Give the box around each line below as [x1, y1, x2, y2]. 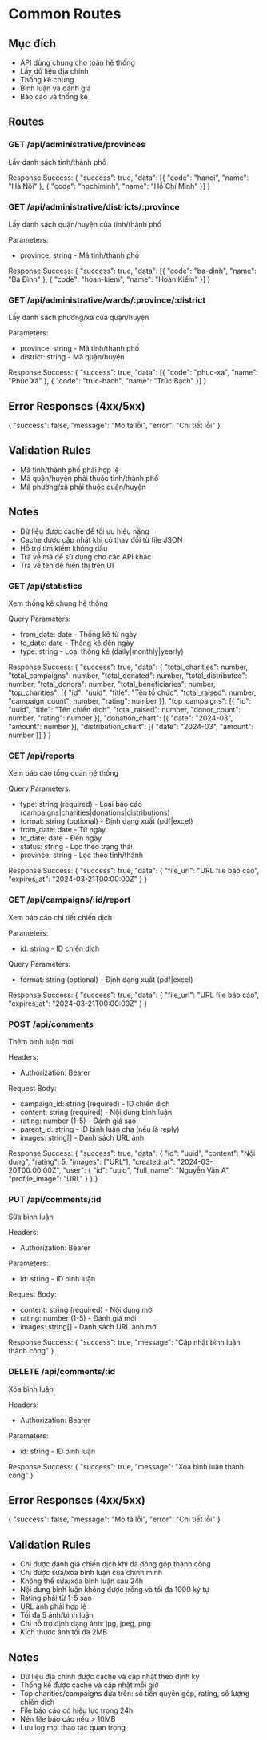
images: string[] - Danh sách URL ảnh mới [19, 1322, 158, 1332]
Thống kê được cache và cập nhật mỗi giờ [19, 1680, 159, 1690]
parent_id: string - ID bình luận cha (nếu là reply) [19, 1124, 180, 1133]
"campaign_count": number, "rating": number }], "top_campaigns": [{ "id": [8, 696, 252, 706]
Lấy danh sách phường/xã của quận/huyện [8, 313, 149, 323]
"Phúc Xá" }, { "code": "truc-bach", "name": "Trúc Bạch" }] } [8, 376, 207, 386]
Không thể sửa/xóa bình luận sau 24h [19, 1576, 144, 1586]
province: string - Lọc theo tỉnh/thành [19, 850, 144, 860]
